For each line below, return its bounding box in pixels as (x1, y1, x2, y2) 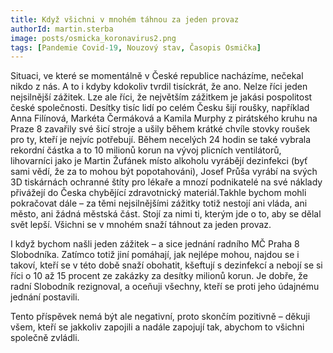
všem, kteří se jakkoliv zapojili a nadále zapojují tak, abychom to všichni (10, 321, 305, 333)
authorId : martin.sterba (10, 24, 114, 34)
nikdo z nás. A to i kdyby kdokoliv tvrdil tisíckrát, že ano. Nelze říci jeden (10, 81, 308, 93)
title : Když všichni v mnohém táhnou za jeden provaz (10, 14, 240, 25)
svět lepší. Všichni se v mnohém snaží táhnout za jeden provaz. (10, 219, 272, 231)
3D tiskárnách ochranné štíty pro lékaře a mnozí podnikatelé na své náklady (10, 176, 323, 188)
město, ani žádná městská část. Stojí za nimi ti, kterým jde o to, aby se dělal (10, 208, 322, 220)
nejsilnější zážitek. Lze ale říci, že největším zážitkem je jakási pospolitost (10, 91, 313, 103)
